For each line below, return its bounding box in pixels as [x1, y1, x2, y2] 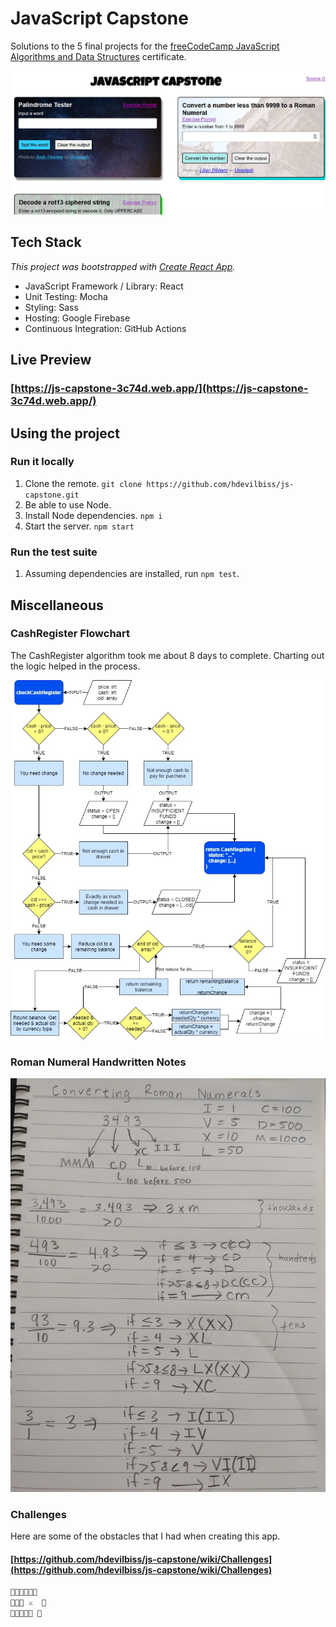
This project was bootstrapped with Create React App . [10, 260, 236, 272]
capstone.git [24, 490, 80, 500]
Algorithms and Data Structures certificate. [10, 50, 187, 62]
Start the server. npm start [24, 520, 135, 532]
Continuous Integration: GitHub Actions [24, 322, 187, 334]
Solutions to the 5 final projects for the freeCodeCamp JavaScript [10, 40, 280, 52]
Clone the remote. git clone [24, 477, 143, 489]
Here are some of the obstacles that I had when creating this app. [10, 1530, 281, 1542]
